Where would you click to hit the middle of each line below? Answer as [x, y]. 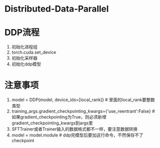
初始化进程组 [24, 47]
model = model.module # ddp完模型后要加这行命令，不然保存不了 [78, 135]
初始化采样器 [24, 58]
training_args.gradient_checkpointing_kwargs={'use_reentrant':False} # [83, 111]
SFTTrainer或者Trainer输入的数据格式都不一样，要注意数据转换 [75, 129]
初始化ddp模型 [26, 64]
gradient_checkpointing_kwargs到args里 [52, 123]
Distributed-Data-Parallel [57, 9]
